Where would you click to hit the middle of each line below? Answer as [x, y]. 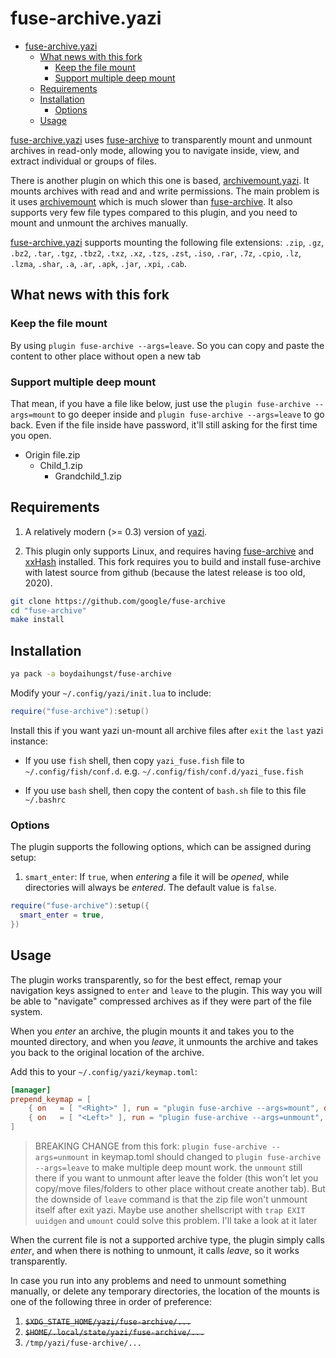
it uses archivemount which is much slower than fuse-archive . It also [151, 201]
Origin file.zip [52, 454]
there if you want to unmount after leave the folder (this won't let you [176, 1178]
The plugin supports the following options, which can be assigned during [161, 847]
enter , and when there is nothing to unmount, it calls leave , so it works [155, 1251]
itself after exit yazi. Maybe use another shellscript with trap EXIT [170, 1210]
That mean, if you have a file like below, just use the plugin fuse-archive [160, 403]
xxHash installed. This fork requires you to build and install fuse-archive [173, 561]
